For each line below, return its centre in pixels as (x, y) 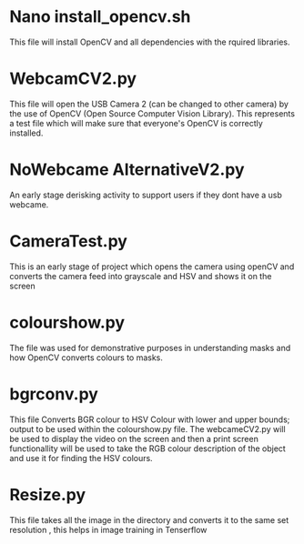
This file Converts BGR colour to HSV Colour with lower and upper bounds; (150, 419)
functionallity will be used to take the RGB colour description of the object (148, 448)
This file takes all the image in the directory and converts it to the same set (149, 519)
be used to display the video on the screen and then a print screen (134, 438)
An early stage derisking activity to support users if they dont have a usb (146, 195)
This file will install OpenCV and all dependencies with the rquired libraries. (150, 42)
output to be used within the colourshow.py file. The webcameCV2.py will (147, 428)
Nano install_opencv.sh (100, 17)
